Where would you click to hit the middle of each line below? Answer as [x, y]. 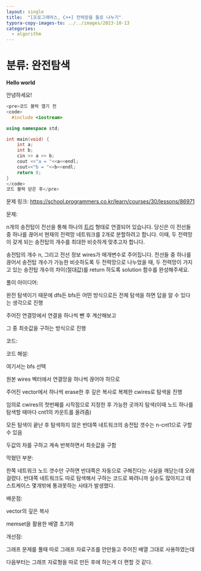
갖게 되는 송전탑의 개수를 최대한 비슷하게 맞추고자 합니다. [79, 242]
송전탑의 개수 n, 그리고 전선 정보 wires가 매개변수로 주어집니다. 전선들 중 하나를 [99, 255]
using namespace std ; [33, 128]
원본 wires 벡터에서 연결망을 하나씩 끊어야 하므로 [63, 379]
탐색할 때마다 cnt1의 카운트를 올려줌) [49, 412]
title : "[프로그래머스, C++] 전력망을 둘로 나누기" [64, 17]
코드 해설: [17, 354]
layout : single [25, 12]
